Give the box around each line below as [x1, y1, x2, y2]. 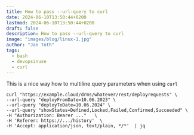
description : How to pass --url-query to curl [6, 31, 124, 37]
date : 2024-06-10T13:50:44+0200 [6, 14, 87, 20]
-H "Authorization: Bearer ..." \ [6, 112, 97, 119]
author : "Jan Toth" [6, 42, 55, 48]
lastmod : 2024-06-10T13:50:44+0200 [6, 20, 95, 26]
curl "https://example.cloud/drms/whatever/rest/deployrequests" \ [6, 92, 178, 98]
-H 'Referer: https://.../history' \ [6, 118, 103, 124]
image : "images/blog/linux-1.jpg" [6, 36, 93, 42]
